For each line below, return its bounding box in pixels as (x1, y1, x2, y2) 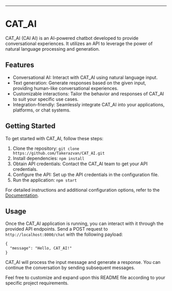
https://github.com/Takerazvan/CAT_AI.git (12, 150, 105, 156)
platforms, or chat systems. (12, 107, 71, 113)
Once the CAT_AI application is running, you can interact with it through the (5, 220, 164, 227)
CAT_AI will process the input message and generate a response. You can (5, 259, 161, 265)
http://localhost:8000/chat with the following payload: (5, 231, 123, 238)
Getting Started (5, 122, 56, 130)
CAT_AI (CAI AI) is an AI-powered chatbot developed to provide (5, 35, 139, 41)
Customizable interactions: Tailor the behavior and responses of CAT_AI (12, 91, 164, 97)
